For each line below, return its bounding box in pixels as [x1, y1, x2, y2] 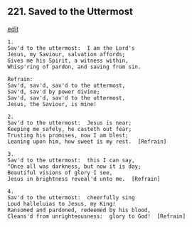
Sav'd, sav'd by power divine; [7, 88, 100, 95]
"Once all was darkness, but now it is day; [7, 163, 142, 170]
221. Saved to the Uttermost [7, 6, 134, 18]
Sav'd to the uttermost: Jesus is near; [7, 119, 132, 127]
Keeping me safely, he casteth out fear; [7, 125, 132, 132]
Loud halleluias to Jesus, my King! [7, 200, 116, 207]
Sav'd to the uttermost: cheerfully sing [7, 194, 135, 201]
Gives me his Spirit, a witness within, [7, 57, 129, 64]
